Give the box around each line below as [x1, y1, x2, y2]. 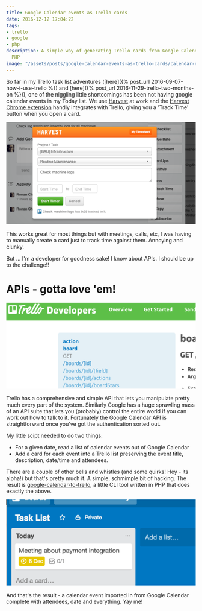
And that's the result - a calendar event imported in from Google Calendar [6, 591, 189, 598]
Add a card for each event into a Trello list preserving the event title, [14, 450, 183, 457]
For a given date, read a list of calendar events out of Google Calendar [14, 443, 189, 451]
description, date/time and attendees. [14, 456, 108, 464]
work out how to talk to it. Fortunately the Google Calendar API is [6, 414, 167, 421]
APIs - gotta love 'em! [6, 282, 116, 296]
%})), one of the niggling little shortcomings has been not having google [14, 90, 193, 98]
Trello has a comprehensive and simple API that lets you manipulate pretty [6, 394, 190, 402]
